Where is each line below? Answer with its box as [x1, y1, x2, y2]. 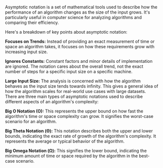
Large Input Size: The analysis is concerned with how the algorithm [5, 78, 141, 84]
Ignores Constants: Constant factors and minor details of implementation [5, 58, 153, 64]
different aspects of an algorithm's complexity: [5, 99, 99, 104]
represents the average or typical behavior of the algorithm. [5, 138, 125, 144]
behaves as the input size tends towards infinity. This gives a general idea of [5, 83, 159, 89]
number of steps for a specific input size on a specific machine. [5, 69, 133, 75]
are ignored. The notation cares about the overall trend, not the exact [5, 63, 144, 69]
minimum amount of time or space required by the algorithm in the [5, 153, 138, 159]
